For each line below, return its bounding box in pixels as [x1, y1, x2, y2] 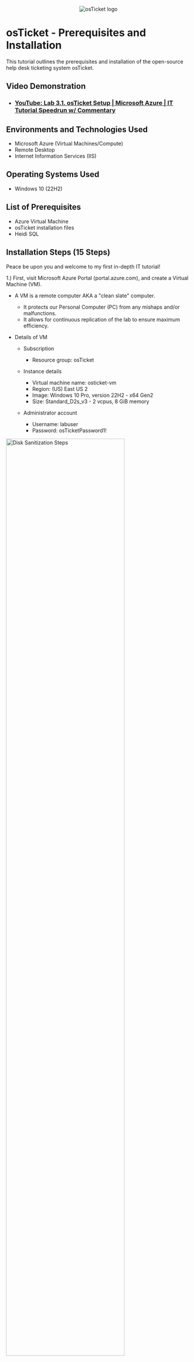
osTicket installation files [14, 224, 74, 231]
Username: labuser [32, 420, 79, 427]
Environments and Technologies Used [6, 124, 148, 135]
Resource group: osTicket [32, 356, 94, 363]
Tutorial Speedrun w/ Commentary [14, 106, 116, 115]
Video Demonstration [6, 81, 86, 91]
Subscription [23, 344, 55, 352]
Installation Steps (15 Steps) [6, 247, 110, 257]
